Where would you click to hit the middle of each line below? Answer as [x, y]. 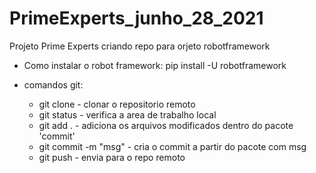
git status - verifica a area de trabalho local [127, 114]
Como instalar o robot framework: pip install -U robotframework [155, 65]
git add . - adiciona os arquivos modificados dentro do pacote [166, 125]
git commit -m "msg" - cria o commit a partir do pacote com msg [172, 146]
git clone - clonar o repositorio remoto [117, 104]
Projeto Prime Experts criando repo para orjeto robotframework [140, 46]
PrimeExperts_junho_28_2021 [136, 18]
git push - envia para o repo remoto [112, 157]
